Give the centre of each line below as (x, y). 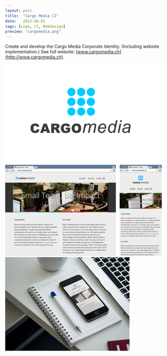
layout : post (19, 10)
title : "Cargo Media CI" (32, 16)
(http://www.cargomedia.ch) (34, 57)
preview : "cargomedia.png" (33, 32)
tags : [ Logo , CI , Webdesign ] (35, 26)
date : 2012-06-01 (25, 21)
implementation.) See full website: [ (42, 52)
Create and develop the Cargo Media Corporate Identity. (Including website (82, 46)
